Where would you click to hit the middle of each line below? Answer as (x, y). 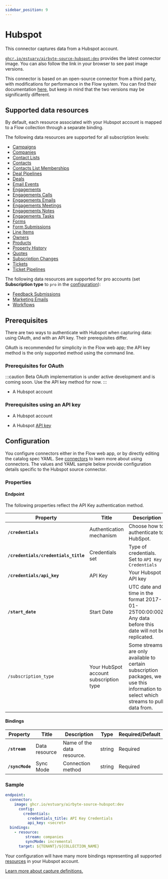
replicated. (141, 637)
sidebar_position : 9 (27, 10)
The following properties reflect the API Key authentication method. (74, 505)
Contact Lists (26, 158)
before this (141, 624)
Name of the (77, 743)
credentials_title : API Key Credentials (70, 818)
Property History (29, 248)
